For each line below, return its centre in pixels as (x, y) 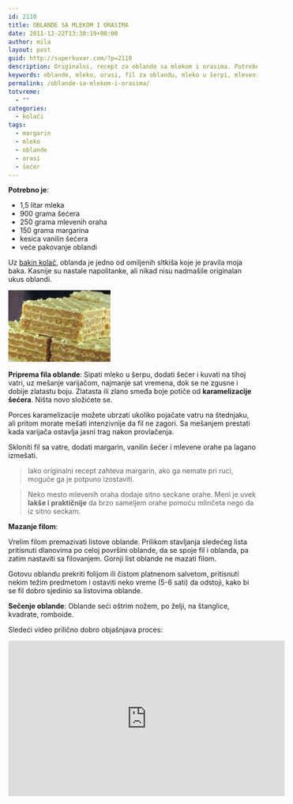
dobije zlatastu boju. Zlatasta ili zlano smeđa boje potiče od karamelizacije (130, 392)
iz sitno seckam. (54, 511)
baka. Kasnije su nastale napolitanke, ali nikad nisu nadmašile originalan (125, 271)
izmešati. (23, 456)
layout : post (30, 50)
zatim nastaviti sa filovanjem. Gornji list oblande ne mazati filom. (113, 559)
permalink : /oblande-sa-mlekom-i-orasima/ (79, 83)
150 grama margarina (54, 231)
